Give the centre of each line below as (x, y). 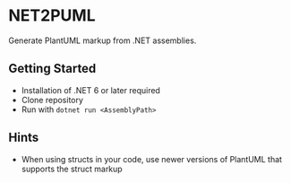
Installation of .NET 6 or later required (90, 90)
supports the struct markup (72, 169)
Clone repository (52, 100)
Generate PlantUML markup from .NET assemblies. (103, 40)
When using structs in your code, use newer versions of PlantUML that (152, 159)
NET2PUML (52, 16)
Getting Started (52, 69)
